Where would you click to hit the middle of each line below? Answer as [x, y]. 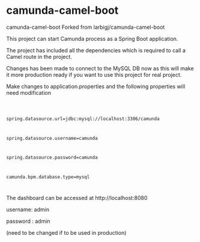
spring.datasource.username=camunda [52, 138]
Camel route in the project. [39, 56]
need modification [29, 92]
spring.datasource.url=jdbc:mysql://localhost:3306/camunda [83, 119]
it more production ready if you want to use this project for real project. [94, 74]
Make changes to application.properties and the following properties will [96, 86]
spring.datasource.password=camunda [52, 158]
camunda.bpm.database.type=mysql [48, 177]
